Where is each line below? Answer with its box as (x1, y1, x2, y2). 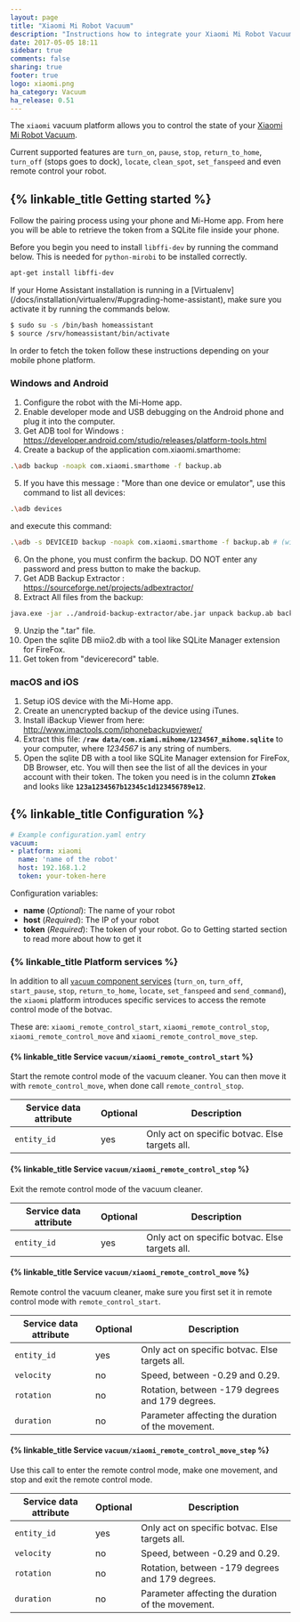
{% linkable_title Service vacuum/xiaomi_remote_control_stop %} (10, 1164, 250, 1175)
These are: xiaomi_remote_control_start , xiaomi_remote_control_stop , (10, 1021, 270, 1033)
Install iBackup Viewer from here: (22, 714, 145, 726)
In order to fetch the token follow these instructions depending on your (10, 345, 270, 356)
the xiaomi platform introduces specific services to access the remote (10, 994, 266, 1006)
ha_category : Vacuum (10, 87, 87, 96)
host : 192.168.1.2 (18, 864, 87, 872)
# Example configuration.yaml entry (10, 830, 146, 839)
